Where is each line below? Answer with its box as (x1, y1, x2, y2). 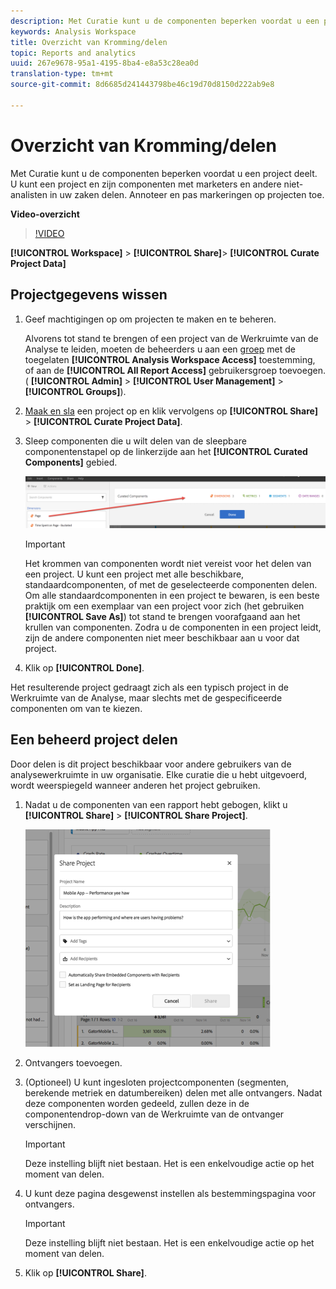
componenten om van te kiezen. (10, 702, 143, 714)
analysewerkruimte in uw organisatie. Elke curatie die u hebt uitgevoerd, (10, 768, 308, 780)
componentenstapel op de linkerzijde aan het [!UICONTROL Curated (24, 445, 308, 457)
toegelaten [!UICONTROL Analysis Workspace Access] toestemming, (24, 353, 316, 365)
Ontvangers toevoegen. (24, 1056, 123, 1069)
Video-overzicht (10, 208, 80, 220)
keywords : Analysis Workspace (10, 26, 137, 37)
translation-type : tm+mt (10, 69, 114, 79)
